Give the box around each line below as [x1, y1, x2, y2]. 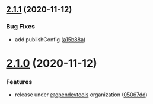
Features [6, 77, 33, 86]
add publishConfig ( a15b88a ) [14, 35, 86, 43]
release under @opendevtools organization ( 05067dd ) [14, 91, 148, 98]
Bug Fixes [6, 22, 36, 31]
